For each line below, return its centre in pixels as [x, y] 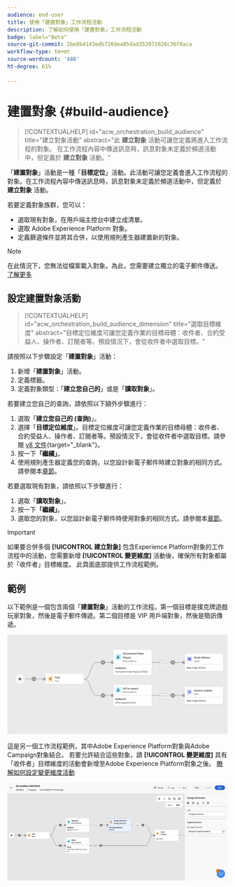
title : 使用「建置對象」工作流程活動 [55, 22]
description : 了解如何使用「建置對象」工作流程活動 [74, 29]
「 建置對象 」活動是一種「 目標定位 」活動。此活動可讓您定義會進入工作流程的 [117, 172]
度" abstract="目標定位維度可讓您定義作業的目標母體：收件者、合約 [122, 333]
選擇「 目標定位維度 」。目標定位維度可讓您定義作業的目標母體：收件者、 [120, 427]
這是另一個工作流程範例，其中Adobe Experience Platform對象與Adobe [108, 745]
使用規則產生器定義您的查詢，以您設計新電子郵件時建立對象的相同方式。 [121, 462]
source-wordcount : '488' [43, 60]
